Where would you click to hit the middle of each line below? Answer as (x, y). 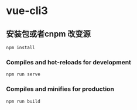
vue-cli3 (27, 11)
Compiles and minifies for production (60, 89)
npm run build (23, 101)
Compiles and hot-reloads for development (69, 62)
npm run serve (23, 74)
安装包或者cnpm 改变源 (48, 34)
